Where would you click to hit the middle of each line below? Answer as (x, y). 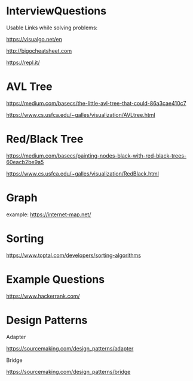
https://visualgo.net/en (34, 39)
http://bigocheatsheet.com (39, 51)
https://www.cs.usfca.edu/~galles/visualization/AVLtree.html (81, 114)
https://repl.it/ (23, 62)
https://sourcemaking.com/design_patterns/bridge (68, 371)
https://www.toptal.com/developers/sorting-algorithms (74, 255)
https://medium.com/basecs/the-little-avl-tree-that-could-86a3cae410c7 (96, 103)
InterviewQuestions (56, 11)
